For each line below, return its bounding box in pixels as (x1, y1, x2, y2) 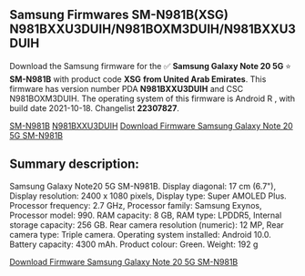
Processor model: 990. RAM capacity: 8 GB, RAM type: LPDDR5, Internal (9, 210, 282, 220)
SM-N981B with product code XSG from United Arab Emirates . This (9, 73, 267, 85)
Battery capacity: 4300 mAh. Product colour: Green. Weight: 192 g (9, 239, 259, 250)
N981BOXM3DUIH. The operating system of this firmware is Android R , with (9, 93, 296, 104)
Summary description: (9, 157, 139, 172)
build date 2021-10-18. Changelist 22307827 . (9, 102, 180, 113)
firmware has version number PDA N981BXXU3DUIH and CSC (9, 83, 244, 94)
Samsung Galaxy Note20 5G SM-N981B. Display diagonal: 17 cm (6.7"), (9, 180, 277, 191)
